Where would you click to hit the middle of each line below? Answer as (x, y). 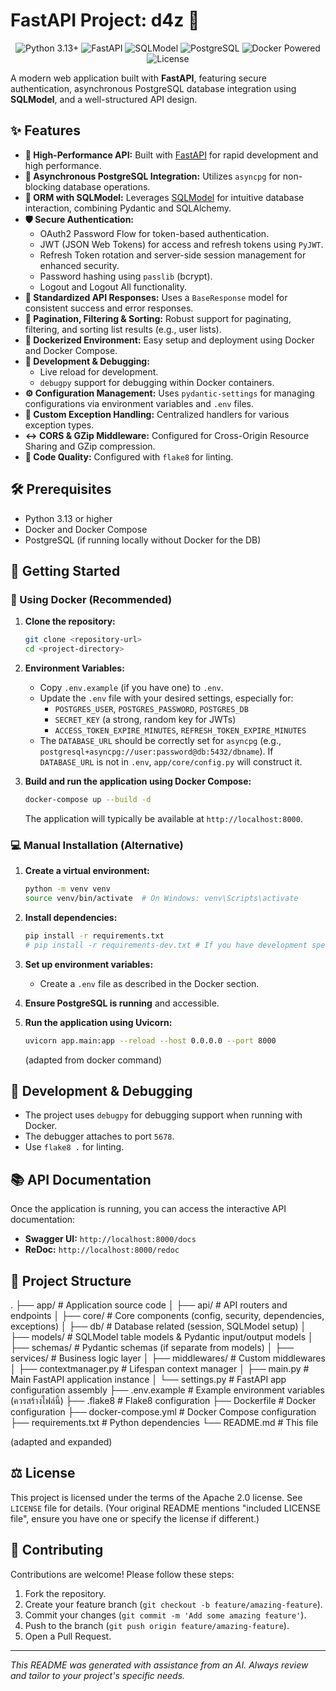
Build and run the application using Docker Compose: (138, 781)
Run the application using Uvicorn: (98, 1022)
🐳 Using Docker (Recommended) (91, 599)
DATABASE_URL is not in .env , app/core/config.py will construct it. (171, 762)
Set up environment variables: (89, 964)
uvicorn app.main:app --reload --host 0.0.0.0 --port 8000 (150, 1040)
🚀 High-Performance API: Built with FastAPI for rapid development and (171, 155)
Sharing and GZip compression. (90, 446)
